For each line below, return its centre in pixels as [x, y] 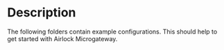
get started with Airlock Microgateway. [62, 38]
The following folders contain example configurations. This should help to [112, 32]
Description [42, 13]
